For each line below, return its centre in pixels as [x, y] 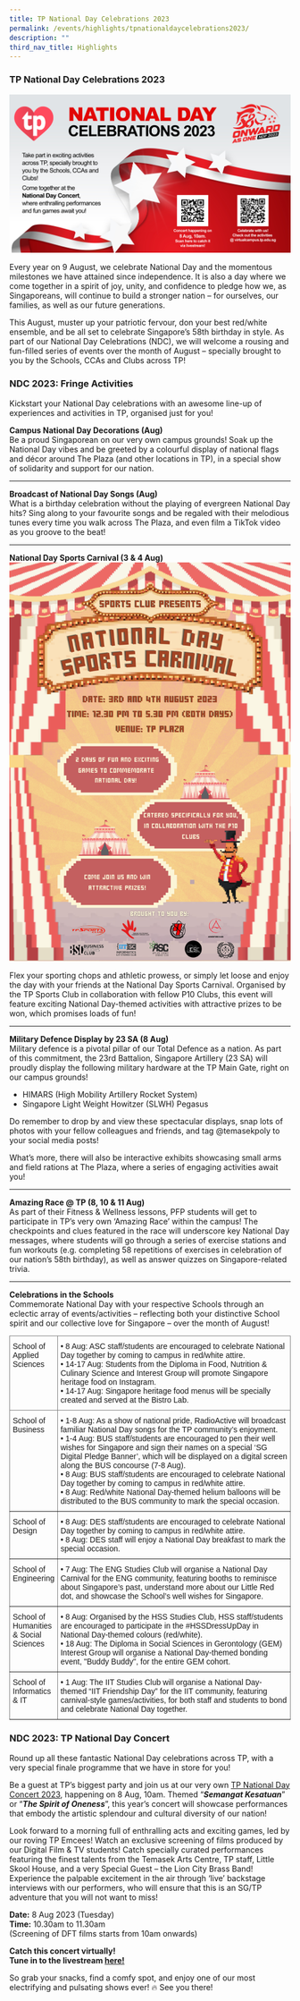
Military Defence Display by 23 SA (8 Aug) [89, 1039]
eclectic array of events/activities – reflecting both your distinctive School [145, 1314]
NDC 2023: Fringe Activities [71, 384]
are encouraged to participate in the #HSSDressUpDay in [159, 1626]
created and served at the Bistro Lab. [125, 1400]
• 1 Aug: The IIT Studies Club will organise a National [152, 1683]
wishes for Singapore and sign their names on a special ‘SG [164, 1448]
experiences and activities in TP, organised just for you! [111, 412]
